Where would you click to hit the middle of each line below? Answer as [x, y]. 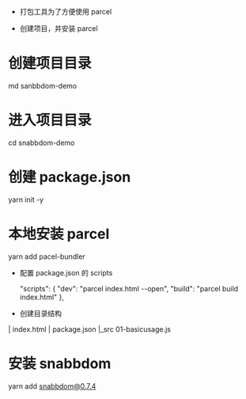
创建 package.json [70, 177]
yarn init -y [26, 199]
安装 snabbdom [60, 363]
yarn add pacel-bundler [47, 256]
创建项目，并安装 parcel [59, 28]
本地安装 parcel [59, 234]
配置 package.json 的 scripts [66, 272]
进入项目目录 [50, 120]
